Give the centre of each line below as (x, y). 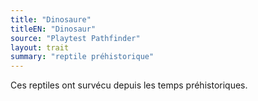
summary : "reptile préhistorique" (82, 57)
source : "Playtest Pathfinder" (75, 38)
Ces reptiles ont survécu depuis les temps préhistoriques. (129, 85)
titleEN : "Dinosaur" (53, 29)
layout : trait (40, 47)
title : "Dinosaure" (51, 19)
